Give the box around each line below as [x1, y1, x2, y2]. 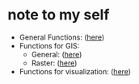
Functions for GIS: [19, 40, 80, 50]
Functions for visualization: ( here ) [19, 66, 131, 76]
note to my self [7, 6, 110, 24]
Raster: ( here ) [31, 58, 78, 68]
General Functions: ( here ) [19, 32, 105, 42]
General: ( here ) [31, 49, 82, 59]
